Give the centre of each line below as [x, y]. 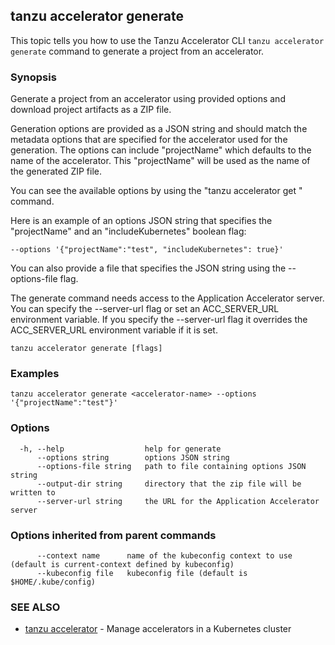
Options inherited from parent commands [113, 535]
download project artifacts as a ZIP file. [91, 110]
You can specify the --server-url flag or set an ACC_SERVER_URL [145, 309]
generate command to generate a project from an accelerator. [137, 51]
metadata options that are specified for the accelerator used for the [149, 140]
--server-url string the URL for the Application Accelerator [178, 501]
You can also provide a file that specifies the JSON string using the [148, 268]
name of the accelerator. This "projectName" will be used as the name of [160, 161]
